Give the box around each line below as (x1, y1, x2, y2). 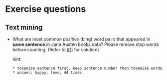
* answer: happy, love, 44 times (12, 70, 82, 75)
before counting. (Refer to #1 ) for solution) (12, 47, 99, 52)
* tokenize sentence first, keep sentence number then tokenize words (12, 66, 163, 71)
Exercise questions (5, 3, 86, 15)
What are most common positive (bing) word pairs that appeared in (12, 36, 151, 42)
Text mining (5, 23, 43, 32)
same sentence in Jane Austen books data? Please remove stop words (12, 41, 159, 47)
